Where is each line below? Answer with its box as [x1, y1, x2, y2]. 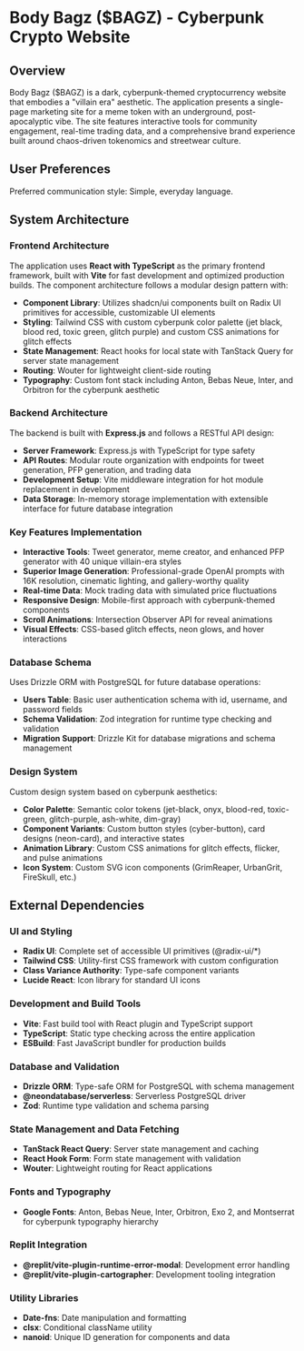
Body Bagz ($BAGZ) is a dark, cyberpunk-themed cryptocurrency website [9, 87, 287, 97]
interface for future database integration [22, 503, 173, 514]
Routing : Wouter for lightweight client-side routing [22, 365, 211, 376]
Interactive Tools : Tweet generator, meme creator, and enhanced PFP [22, 547, 285, 558]
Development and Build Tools [9, 997, 142, 1010]
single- [257, 96, 284, 107]
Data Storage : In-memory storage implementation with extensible [22, 493, 269, 504]
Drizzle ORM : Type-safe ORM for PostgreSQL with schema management [22, 1081, 295, 1092]
